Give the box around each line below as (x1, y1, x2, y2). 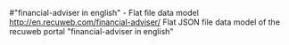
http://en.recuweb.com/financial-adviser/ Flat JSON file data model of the (9, 17, 281, 27)
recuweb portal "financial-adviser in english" (9, 26, 174, 36)
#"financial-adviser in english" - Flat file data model (9, 8, 199, 18)
